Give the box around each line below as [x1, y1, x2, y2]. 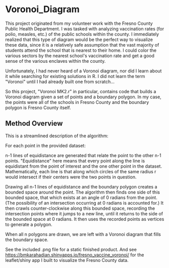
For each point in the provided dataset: [5, 142, 86, 148]
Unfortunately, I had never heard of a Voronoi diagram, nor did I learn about [5, 67, 162, 74]
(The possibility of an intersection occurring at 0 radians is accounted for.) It [5, 200, 164, 206]
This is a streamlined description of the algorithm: [5, 133, 108, 139]
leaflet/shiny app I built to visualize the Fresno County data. [5, 257, 129, 263]
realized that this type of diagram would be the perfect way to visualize [5, 36, 153, 43]
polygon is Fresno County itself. [5, 104, 72, 110]
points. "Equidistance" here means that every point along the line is [5, 158, 145, 164]
